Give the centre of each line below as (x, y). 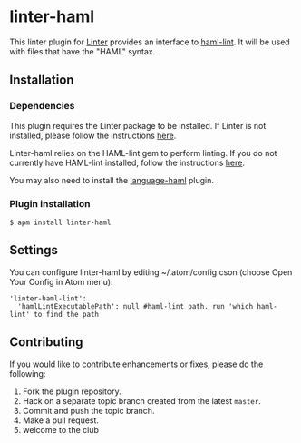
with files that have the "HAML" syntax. (83, 51)
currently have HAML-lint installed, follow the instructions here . (127, 162)
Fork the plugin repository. (72, 391)
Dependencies (42, 106)
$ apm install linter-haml (60, 222)
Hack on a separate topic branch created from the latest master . (141, 400)
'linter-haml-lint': (49, 298)
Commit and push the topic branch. (88, 410)
